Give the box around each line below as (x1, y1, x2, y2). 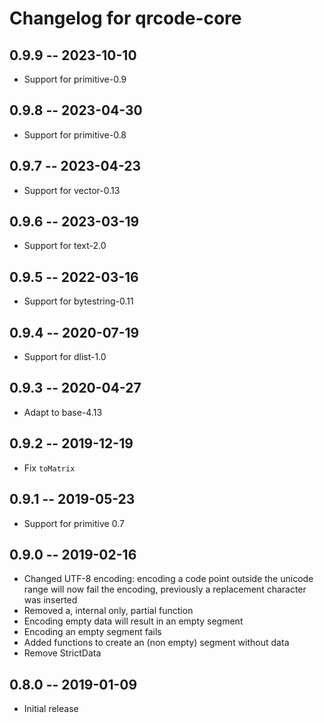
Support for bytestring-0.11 (23, 295, 134, 307)
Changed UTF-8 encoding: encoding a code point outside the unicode (23, 573, 314, 585)
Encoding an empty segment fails (23, 626, 162, 638)
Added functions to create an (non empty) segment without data (23, 637, 290, 649)
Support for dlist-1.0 (23, 351, 107, 363)
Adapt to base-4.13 (23, 406, 103, 418)
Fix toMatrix (23, 462, 76, 474)
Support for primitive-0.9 (23, 73, 127, 85)
